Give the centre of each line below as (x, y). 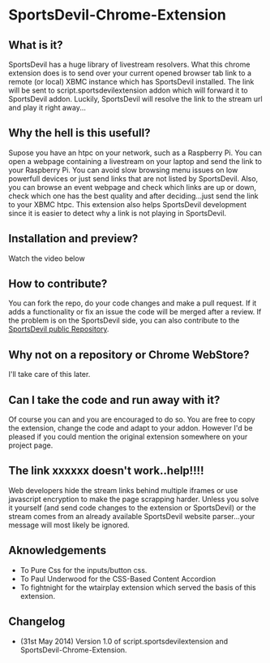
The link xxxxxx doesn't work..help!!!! (106, 471)
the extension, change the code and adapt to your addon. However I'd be (131, 428)
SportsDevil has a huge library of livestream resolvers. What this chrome (129, 64)
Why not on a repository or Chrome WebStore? (129, 355)
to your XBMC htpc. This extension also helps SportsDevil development (128, 204)
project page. (31, 445)
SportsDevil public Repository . (59, 329)
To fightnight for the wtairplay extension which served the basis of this (138, 587)
